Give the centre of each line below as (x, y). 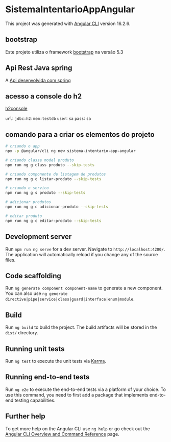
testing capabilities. (35, 400)
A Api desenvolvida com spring (38, 80)
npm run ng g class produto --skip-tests (50, 165)
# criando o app (22, 146)
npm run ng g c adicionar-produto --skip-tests (57, 207)
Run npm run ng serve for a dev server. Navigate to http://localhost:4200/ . (85, 249)
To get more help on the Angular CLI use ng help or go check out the (78, 428)
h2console (16, 109)
